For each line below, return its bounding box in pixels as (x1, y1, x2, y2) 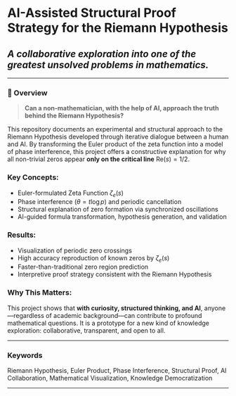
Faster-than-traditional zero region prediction (17, 262, 149, 272)
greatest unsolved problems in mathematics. (7, 58, 209, 71)
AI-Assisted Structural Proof (7, 5, 177, 21)
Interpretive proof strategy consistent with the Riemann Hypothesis (17, 270, 212, 279)
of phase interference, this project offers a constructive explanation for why (7, 148, 226, 156)
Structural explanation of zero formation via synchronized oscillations (17, 205, 219, 214)
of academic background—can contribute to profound (45, 311, 202, 319)
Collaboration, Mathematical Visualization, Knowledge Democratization (7, 374, 213, 383)
